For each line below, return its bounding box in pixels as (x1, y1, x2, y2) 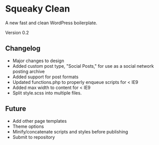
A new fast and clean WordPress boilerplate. (5, 20, 98, 26)
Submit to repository (12, 134, 55, 140)
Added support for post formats (12, 74, 79, 80)
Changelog (5, 44, 41, 53)
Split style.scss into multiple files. (12, 89, 82, 96)
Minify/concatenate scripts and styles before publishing (12, 128, 128, 134)
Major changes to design (12, 58, 64, 64)
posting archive (12, 68, 45, 74)
